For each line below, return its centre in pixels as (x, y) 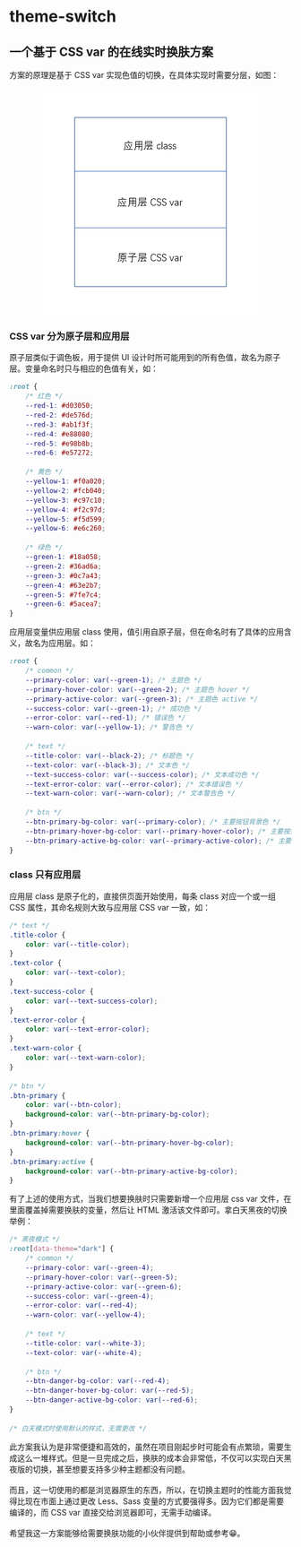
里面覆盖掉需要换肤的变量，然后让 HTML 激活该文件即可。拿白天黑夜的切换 (148, 1210)
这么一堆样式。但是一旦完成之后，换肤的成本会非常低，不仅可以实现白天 (150, 1457)
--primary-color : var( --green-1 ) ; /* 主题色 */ (114, 680)
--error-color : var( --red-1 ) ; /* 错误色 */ (106, 718)
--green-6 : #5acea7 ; (64, 604)
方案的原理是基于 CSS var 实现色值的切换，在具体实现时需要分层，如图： (144, 75)
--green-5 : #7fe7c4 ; (64, 595)
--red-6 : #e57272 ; (60, 453)
